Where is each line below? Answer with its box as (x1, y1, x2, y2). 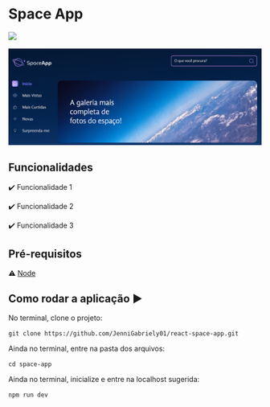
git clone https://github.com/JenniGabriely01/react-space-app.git (8, 330, 239, 338)
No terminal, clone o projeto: (8, 313, 103, 323)
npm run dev (8, 391, 48, 399)
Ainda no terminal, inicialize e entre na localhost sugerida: (8, 375, 200, 384)
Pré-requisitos (8, 247, 83, 261)
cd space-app (8, 360, 52, 368)
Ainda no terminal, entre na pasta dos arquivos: (8, 343, 166, 354)
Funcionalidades (8, 160, 94, 174)
